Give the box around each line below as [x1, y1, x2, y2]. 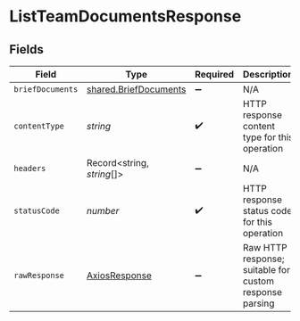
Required [195, 69, 235, 80]
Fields [9, 42, 45, 57]
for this [242, 216, 272, 228]
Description [242, 69, 294, 80]
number [86, 205, 120, 217]
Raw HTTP [242, 242, 287, 253]
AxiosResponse [86, 269, 152, 282]
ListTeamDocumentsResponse [9, 6, 242, 27]
